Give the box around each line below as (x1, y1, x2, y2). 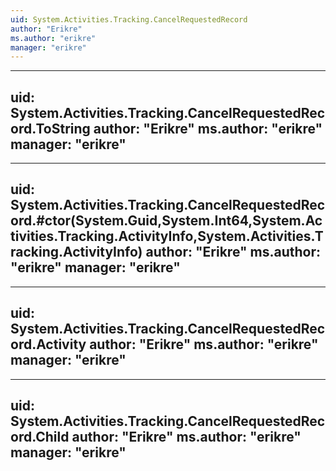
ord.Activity (10, 336, 87, 353)
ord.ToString (10, 120, 91, 137)
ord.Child (10, 429, 70, 446)
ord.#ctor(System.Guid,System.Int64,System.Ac (10, 212, 323, 230)
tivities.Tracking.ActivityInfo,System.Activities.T (10, 228, 324, 245)
